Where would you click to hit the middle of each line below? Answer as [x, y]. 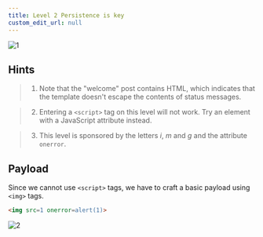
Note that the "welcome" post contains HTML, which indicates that [147, 89]
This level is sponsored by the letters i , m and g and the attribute [143, 136]
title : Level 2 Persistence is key [66, 15]
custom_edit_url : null [45, 23]
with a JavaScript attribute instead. [95, 120]
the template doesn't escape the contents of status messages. [140, 97]
